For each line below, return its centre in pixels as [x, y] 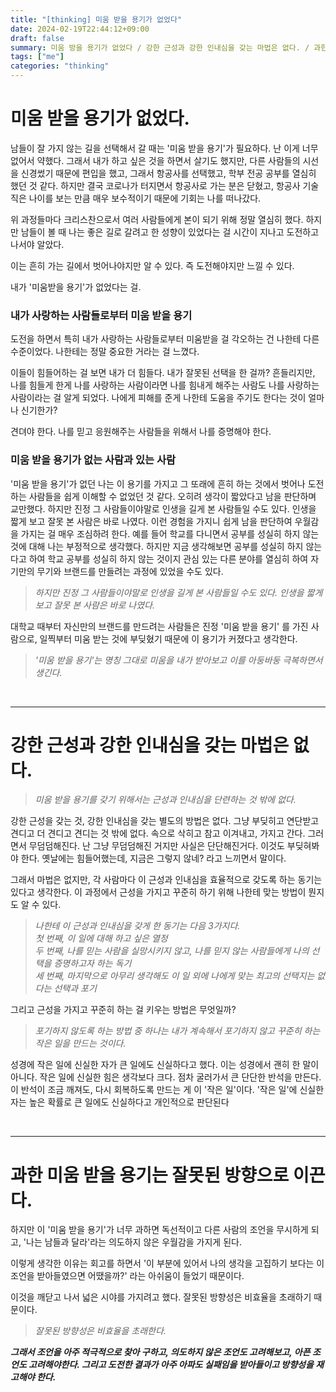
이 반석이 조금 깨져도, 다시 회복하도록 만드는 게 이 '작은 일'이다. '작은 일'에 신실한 [167, 1090]
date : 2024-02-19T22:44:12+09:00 [80, 29]
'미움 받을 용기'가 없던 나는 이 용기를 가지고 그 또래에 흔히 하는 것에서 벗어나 [158, 483]
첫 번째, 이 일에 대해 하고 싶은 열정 [101, 938]
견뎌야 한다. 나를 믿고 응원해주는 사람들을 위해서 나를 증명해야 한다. [141, 432]
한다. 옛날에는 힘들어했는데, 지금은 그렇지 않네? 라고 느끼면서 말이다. [153, 858]
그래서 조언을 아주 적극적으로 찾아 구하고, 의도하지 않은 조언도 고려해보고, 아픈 [160, 1352]
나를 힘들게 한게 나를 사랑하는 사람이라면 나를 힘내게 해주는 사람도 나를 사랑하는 [165, 385]
